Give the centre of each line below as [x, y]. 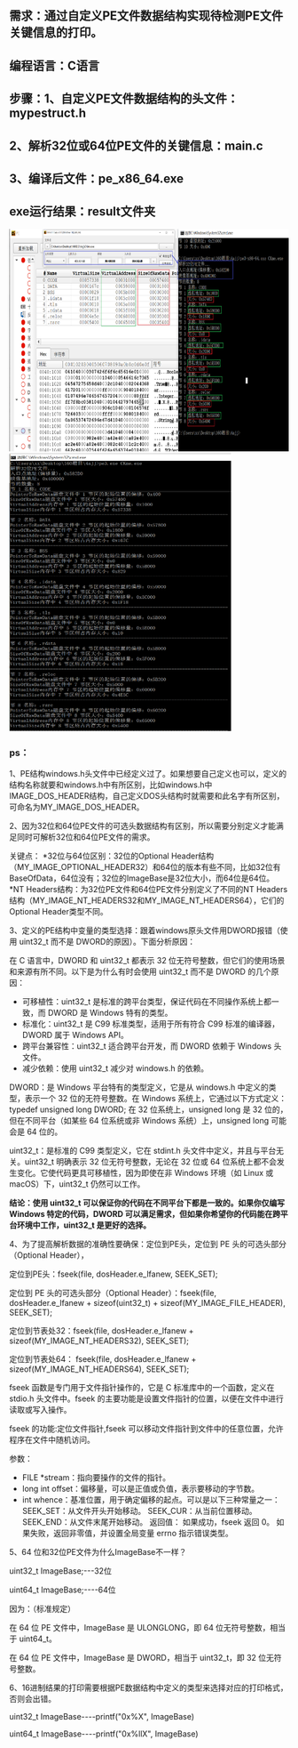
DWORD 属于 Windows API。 [75, 1035]
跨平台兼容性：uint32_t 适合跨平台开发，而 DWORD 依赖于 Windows [147, 1046]
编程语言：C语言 [55, 65]
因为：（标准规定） [42, 1609]
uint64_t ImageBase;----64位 [63, 1590]
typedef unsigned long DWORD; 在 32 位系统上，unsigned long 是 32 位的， [149, 1109]
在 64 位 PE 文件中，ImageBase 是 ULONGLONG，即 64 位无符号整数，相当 [148, 1628]
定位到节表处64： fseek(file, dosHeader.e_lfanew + [103, 1359]
